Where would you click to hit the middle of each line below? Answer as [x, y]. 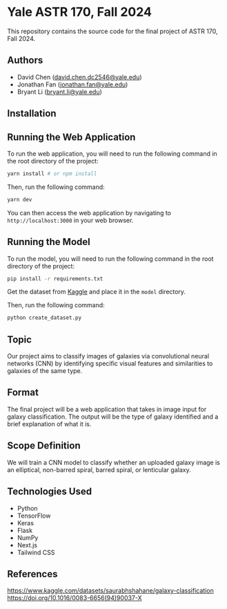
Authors [25, 61]
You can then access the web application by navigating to [89, 212]
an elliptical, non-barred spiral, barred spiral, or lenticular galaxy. [99, 470]
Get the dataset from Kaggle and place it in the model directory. [97, 292]
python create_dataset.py [44, 318]
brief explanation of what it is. [49, 424]
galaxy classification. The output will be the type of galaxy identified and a [113, 417]
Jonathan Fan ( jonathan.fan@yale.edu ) [72, 84]
